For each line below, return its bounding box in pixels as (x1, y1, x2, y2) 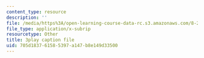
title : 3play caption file (6, 37, 75, 43)
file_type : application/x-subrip (6, 25, 91, 32)
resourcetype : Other (6, 31, 59, 37)
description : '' (6, 14, 47, 21)
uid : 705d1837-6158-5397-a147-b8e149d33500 (6, 43, 118, 49)
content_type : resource (6, 8, 67, 15)
